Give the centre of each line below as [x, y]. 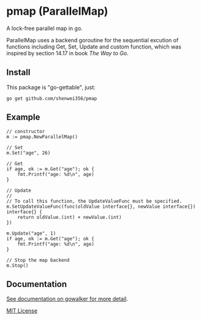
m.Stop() [17, 265]
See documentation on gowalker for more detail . [67, 299]
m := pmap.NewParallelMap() [42, 137]
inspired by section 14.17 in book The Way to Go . [67, 53]
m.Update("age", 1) [31, 233]
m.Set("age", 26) [28, 153]
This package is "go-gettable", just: [51, 87]
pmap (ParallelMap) [57, 11]
